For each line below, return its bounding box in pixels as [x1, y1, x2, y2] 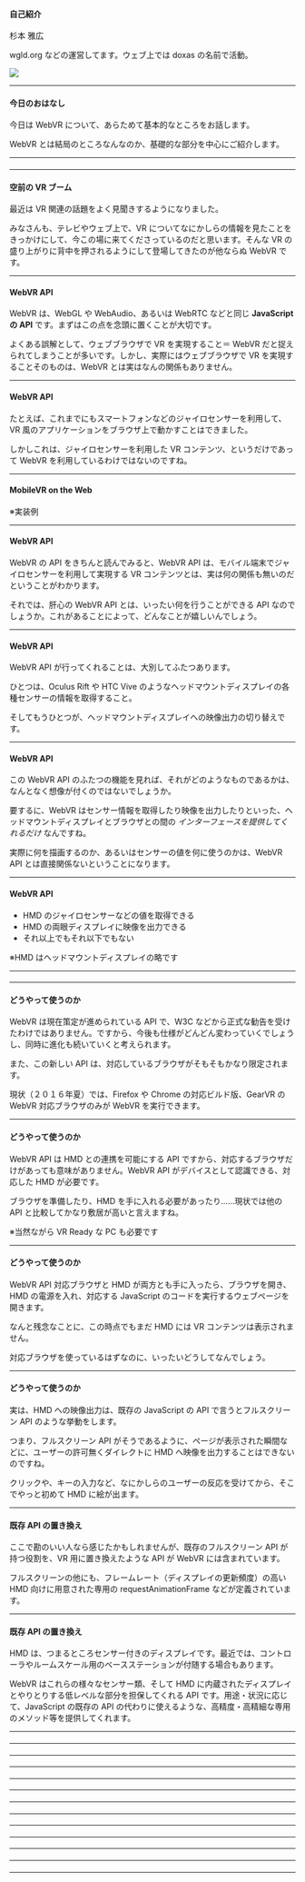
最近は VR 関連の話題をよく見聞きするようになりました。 [9, 204, 224, 214]
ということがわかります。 [9, 580, 104, 591]
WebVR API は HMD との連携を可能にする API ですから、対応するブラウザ [9, 1153, 286, 1164]
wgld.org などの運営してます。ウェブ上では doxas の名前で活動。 [9, 50, 253, 61]
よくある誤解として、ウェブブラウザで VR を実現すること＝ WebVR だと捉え [9, 339, 295, 350]
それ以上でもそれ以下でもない [22, 932, 134, 943]
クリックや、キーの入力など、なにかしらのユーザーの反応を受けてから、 [9, 1478, 280, 1489]
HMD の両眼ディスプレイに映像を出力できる [22, 921, 187, 931]
